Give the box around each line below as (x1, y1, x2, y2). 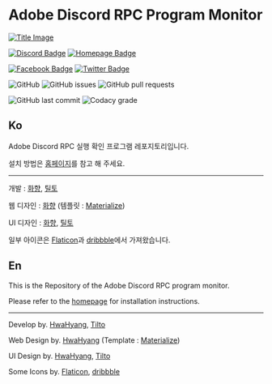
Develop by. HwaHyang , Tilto (8, 319, 106, 329)
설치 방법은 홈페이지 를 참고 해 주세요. (8, 158, 125, 168)
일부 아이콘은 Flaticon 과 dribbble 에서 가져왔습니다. (8, 235, 171, 245)
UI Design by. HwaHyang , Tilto (8, 351, 111, 361)
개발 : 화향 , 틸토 (8, 183, 58, 193)
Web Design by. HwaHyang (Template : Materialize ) (8, 335, 181, 345)
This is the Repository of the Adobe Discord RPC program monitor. (8, 280, 230, 290)
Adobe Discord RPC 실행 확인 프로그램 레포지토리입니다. (8, 141, 189, 151)
